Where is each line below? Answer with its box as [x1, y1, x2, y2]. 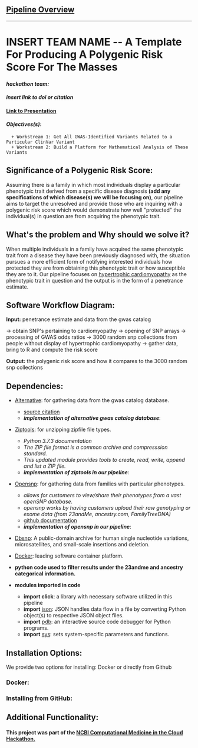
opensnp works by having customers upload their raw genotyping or [23, 504, 191, 511]
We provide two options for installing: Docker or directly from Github [6, 663, 172, 671]
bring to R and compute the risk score [6, 346, 98, 354]
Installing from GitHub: [6, 694, 72, 702]
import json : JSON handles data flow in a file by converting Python [23, 605, 186, 613]
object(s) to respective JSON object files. [23, 612, 124, 619]
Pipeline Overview [6, 5, 75, 15]
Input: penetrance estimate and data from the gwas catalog [6, 316, 151, 323]
